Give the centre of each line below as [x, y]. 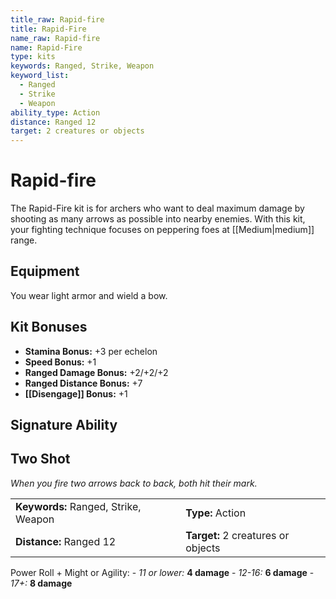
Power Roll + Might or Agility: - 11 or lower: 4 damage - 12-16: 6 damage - [162, 572]
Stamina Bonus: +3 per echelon [91, 351]
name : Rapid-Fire [46, 47]
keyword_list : [40, 76]
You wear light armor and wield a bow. [89, 295]
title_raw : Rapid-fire [57, 19]
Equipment [45, 271]
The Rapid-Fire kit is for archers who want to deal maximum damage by [157, 208]
